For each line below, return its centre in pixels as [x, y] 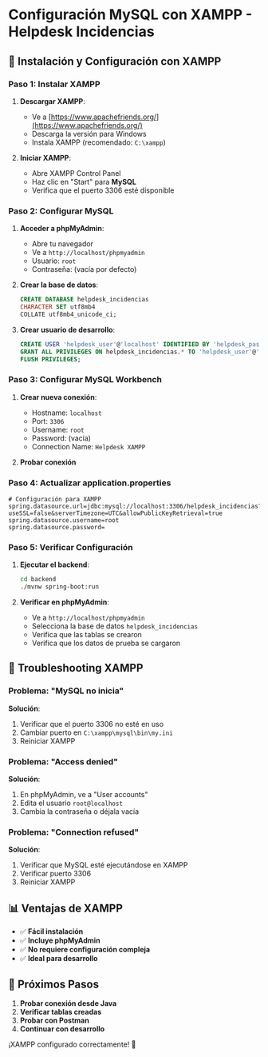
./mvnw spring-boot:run [59, 587]
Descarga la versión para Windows [89, 134]
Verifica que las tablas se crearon [87, 635]
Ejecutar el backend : [55, 564]
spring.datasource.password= [57, 528]
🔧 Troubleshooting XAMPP [76, 668]
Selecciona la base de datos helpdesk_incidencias [114, 626]
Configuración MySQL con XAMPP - [130, 15]
